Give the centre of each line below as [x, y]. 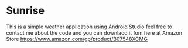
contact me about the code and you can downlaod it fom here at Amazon [94, 32]
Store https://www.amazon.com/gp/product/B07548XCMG [77, 39]
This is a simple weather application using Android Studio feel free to [89, 27]
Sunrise [25, 11]
